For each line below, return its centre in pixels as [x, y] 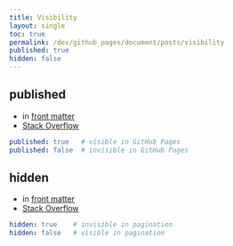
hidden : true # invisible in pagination [91, 225]
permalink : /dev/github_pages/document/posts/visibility [117, 42]
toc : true [28, 34]
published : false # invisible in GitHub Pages [99, 150]
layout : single [37, 26]
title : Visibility [43, 17]
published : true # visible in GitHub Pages [95, 142]
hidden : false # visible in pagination [87, 233]
